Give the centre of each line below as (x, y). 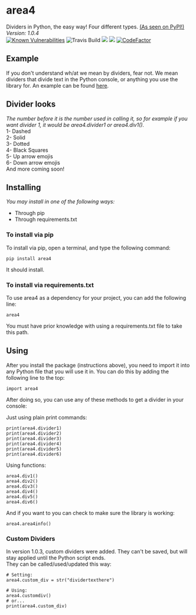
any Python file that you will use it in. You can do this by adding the (88, 371)
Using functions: (26, 465)
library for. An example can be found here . (58, 85)
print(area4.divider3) (34, 438)
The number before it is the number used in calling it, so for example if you (97, 118)
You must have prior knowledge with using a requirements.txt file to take (94, 326)
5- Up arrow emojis (30, 156)
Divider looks (31, 104)
